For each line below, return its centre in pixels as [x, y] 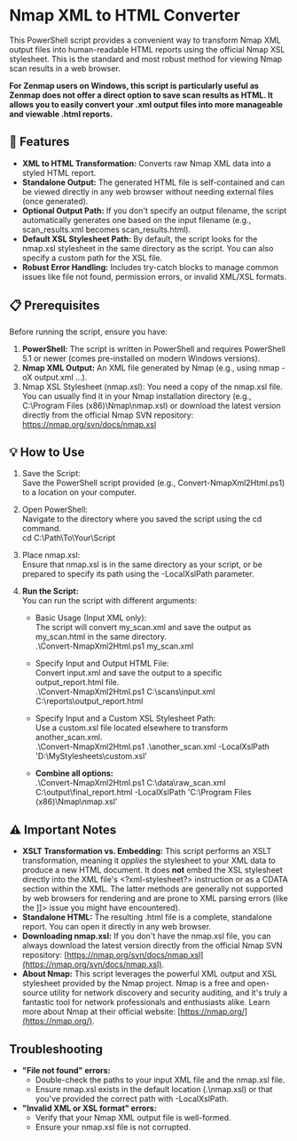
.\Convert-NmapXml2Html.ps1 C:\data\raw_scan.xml [130, 783]
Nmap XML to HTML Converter [125, 16]
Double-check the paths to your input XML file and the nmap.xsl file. [160, 1080]
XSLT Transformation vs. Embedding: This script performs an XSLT [147, 851]
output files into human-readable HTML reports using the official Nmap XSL [147, 49]
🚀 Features [39, 142]
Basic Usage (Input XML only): [91, 618]
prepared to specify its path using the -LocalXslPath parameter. [138, 574]
